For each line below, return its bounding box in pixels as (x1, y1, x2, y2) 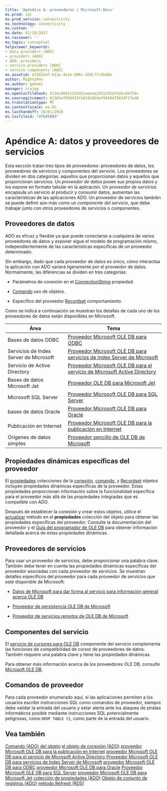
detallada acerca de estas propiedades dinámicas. (5, 530, 108, 536)
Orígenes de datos (7, 434, 51, 441)
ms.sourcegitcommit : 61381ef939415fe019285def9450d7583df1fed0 (5, 95, 139, 100)
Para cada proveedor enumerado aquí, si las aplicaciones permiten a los (5, 694, 153, 700)
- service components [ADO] (5, 68, 64, 73)
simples (7, 440, 26, 447)
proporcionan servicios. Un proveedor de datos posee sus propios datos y (5, 178, 158, 185)
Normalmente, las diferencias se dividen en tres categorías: (5, 269, 127, 275)
